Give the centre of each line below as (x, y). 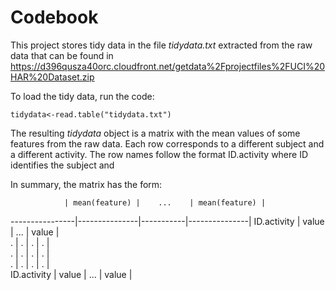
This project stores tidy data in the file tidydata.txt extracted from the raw (161, 45)
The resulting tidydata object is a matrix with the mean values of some (155, 133)
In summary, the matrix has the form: (86, 184)
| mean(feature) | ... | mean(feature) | (165, 202)
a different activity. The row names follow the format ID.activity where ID (159, 154)
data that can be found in (62, 55)
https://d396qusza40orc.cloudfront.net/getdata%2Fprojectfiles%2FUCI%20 (168, 66)
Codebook (54, 17)
